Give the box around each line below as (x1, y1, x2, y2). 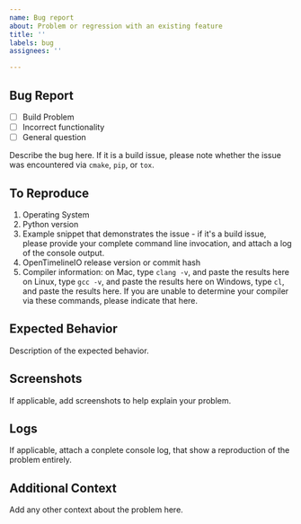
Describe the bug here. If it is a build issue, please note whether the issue (9, 150, 281, 161)
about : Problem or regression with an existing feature (9, 22, 223, 31)
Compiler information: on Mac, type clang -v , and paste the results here (22, 266, 290, 277)
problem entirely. (9, 455, 72, 466)
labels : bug (9, 38, 54, 48)
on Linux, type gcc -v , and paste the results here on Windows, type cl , (22, 276, 285, 287)
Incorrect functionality (22, 122, 105, 132)
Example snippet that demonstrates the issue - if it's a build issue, (22, 228, 267, 239)
